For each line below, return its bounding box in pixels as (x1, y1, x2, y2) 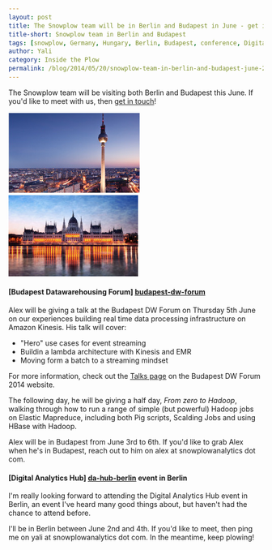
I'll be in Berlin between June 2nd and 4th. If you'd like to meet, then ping (8, 524, 253, 534)
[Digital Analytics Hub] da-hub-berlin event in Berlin (8, 473, 188, 483)
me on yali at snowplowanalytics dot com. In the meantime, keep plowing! (8, 532, 255, 543)
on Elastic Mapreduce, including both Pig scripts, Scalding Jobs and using (8, 413, 257, 423)
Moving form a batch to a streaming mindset (19, 355, 168, 365)
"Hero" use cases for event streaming (19, 338, 147, 348)
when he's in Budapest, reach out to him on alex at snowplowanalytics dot (8, 446, 257, 456)
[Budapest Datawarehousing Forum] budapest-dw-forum (8, 287, 206, 297)
